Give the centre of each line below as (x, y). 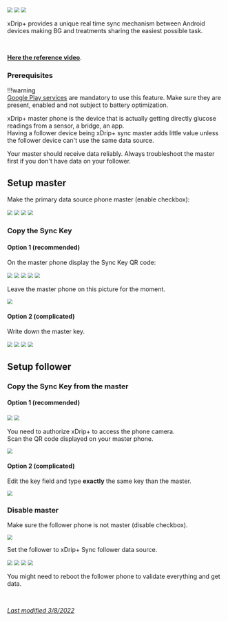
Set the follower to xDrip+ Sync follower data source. (82, 550)
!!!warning (21, 90)
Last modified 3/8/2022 (41, 611)
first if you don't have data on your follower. (69, 161)
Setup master (37, 183)
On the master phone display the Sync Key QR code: (82, 263)
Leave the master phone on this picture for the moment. (86, 289)
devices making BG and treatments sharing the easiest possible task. (105, 31)
